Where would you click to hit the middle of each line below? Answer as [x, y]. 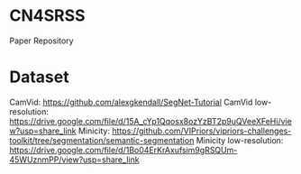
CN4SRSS [47, 16]
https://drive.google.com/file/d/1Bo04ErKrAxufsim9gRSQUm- [123, 150]
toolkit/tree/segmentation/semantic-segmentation [102, 140]
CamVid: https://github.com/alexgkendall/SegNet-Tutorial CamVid [131, 102]
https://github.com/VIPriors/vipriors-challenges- [202, 131]
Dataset [39, 77]
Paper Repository [41, 41]
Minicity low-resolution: [240, 140]
